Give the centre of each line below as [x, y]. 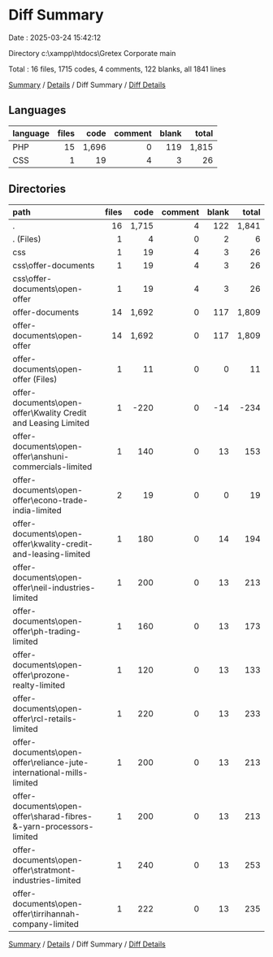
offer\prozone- [41, 675]
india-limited [37, 510]
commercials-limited [52, 467]
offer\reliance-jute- [51, 762]
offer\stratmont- [44, 870]
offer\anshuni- [41, 456]
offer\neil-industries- [54, 587]
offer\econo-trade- [50, 500]
